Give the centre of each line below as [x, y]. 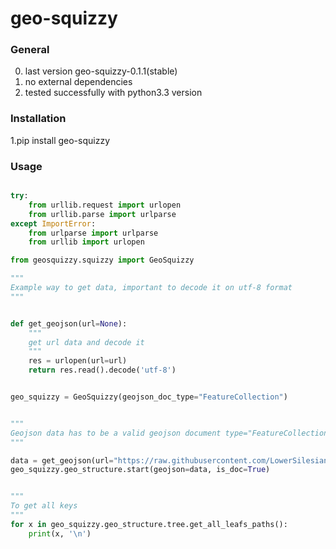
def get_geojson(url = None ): [69, 323]
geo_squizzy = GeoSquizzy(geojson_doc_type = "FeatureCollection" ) [149, 397]
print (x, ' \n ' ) [60, 533]
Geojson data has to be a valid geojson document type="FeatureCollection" [171, 433]
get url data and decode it [86, 342]
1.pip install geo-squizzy [60, 140]
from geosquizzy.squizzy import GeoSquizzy [102, 260]
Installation [38, 119]
